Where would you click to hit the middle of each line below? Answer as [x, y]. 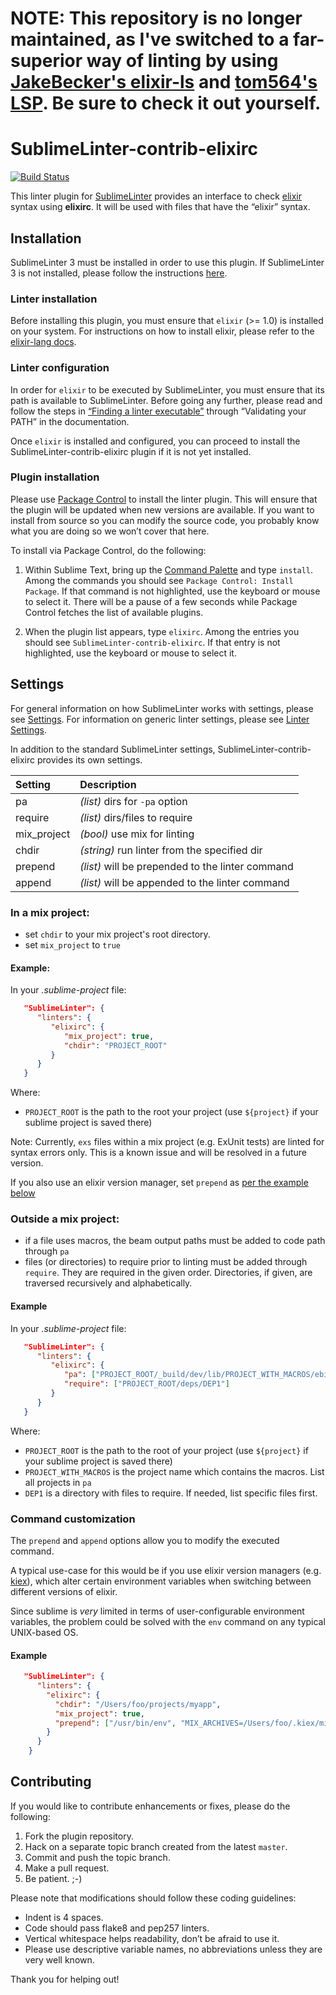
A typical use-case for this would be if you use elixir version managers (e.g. [166, 1570]
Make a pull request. [67, 1868]
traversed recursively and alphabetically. [108, 1283]
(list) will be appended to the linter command [184, 882]
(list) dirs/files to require [136, 817]
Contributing [51, 1782]
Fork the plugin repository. [79, 1836]
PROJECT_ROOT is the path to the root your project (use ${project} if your [171, 1112]
